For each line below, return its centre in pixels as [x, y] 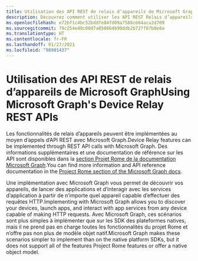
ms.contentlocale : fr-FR [37, 39]
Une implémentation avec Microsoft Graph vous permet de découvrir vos [95, 183]
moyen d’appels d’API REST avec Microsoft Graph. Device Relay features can [99, 140]
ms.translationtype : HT [35, 34]
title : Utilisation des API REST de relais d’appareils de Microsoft [93, 12]
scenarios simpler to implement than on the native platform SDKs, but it [93, 239]
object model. [23, 252]
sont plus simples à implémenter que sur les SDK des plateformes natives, [96, 220]
